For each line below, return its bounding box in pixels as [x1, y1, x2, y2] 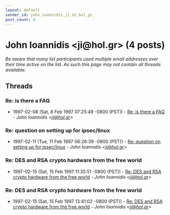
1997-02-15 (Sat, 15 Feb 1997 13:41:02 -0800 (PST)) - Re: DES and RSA [12, 198, 163, 204]
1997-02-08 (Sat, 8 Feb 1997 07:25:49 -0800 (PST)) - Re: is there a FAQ [12, 109, 165, 115]
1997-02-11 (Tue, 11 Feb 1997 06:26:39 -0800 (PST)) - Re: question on [12, 139, 161, 145]
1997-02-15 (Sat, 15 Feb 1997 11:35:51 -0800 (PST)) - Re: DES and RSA [12, 168, 162, 175]
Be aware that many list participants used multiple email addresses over [5, 56, 159, 62]
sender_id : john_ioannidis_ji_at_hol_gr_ [5, 12, 95, 17]
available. [5, 67, 27, 73]
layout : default [5, 7, 40, 13]
